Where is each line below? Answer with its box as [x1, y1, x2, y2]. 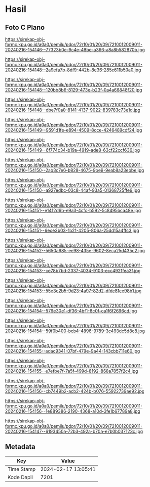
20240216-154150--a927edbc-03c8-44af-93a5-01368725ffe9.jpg [5, 187, 140, 193]
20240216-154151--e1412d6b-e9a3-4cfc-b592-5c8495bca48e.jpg [5, 208, 141, 213]
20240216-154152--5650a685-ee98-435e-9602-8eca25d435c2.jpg [5, 248, 145, 253]
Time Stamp [7, 466, 36, 473]
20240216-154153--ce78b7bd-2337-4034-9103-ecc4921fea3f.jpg [5, 268, 141, 273]
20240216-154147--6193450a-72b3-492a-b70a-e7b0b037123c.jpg [5, 429, 143, 434]
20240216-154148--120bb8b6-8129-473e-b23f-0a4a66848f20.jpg [5, 87, 142, 92]
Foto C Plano [5, 23, 45, 32]
